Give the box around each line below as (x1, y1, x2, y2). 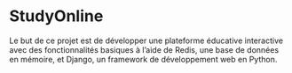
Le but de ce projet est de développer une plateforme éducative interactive (9, 35, 284, 46)
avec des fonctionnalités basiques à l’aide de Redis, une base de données (9, 44, 280, 55)
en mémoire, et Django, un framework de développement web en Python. (9, 54, 278, 64)
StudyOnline (9, 6, 104, 26)
